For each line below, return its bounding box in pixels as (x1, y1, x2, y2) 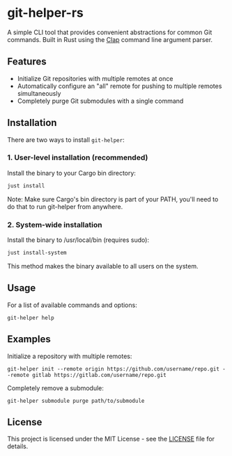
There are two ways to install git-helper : (7, 135, 125, 144)
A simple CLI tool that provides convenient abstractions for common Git (7, 28, 212, 36)
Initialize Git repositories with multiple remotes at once (17, 74, 173, 83)
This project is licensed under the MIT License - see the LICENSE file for (7, 435, 215, 443)
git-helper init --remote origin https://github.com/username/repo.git (7, 365, 219, 372)
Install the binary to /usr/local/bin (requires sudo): (7, 236, 150, 244)
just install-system (7, 250, 68, 257)
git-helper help (7, 314, 54, 321)
